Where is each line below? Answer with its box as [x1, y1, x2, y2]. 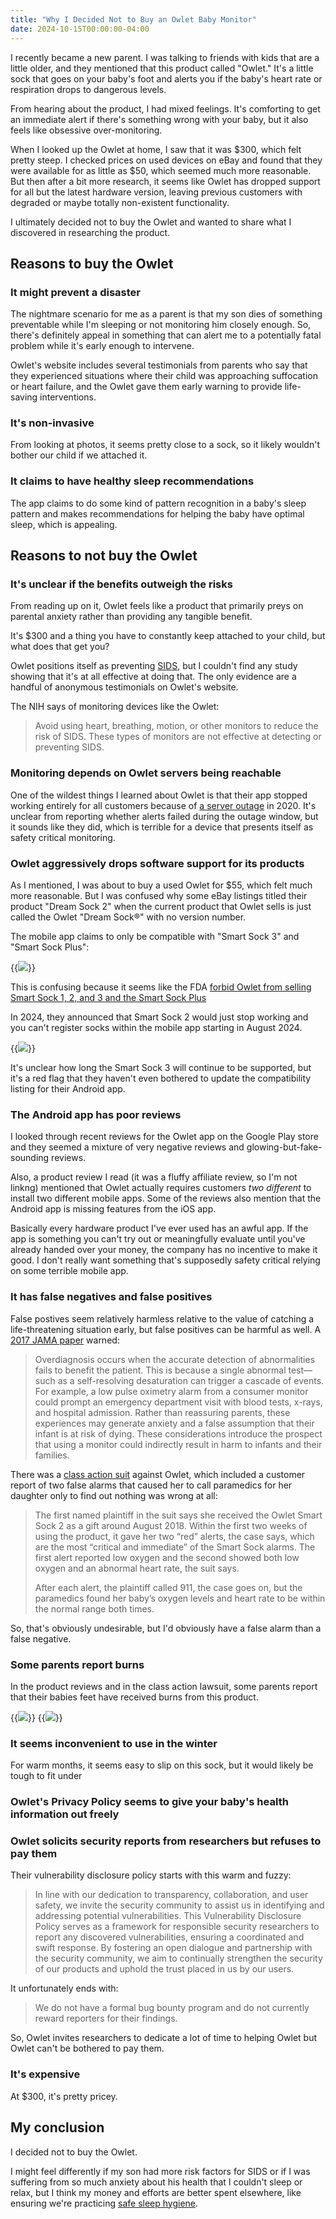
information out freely [10, 1807, 120, 1821]
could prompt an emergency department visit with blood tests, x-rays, [34, 1396, 323, 1408]
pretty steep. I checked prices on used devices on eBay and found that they [10, 154, 323, 166]
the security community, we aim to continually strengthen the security [34, 1952, 323, 1965]
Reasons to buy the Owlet [10, 255, 174, 272]
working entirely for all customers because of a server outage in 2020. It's [10, 799, 317, 811]
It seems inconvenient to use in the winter [10, 1736, 218, 1750]
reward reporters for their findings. [34, 2012, 178, 2025]
